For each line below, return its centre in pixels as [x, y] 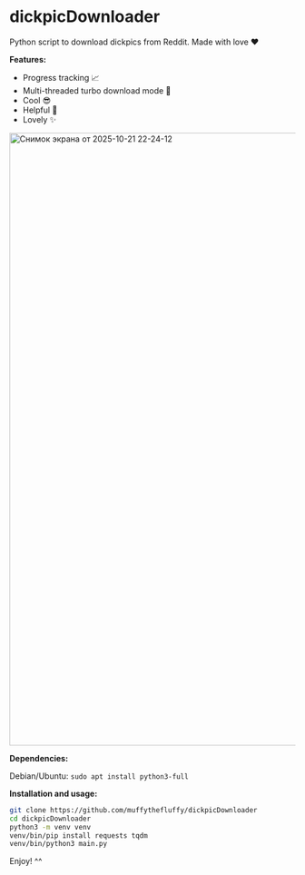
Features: [28, 59]
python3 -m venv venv [50, 827]
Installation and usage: [54, 793]
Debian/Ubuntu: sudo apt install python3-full [99, 776]
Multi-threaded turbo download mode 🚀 [97, 90]
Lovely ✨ [39, 119]
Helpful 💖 [40, 110]
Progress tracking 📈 [61, 77]
